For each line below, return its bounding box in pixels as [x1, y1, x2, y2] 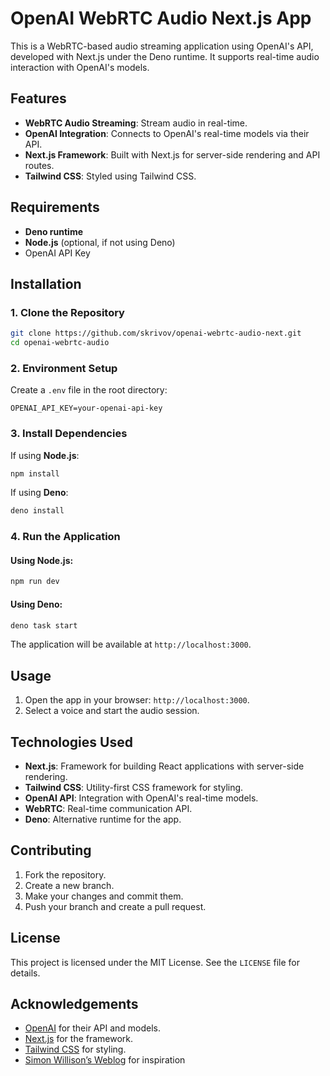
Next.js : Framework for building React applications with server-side [24, 760, 305, 772]
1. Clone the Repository [10, 305, 125, 319]
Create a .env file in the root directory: [10, 384, 168, 396]
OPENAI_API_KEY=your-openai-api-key [10, 403, 163, 414]
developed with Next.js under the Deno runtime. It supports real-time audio [10, 50, 320, 62]
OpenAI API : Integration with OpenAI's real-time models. [24, 792, 259, 804]
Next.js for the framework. [24, 1033, 134, 1045]
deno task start [10, 620, 78, 631]
